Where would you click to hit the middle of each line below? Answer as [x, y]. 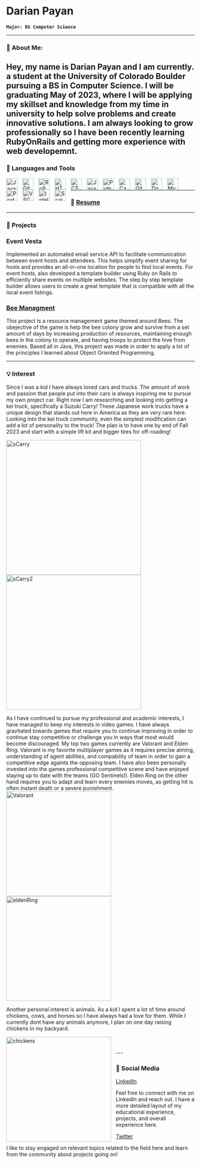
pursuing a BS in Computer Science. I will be [90, 86]
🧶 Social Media [138, 1068]
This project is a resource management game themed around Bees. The [95, 321]
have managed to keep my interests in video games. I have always [88, 724]
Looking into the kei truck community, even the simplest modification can [96, 419]
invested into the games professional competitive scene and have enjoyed [98, 769]
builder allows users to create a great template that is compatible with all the [100, 286]
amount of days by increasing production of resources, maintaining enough [99, 334]
